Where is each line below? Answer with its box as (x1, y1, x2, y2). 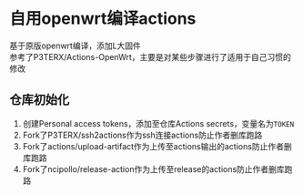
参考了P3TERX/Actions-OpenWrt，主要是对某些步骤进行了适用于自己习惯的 (9, 51, 291, 62)
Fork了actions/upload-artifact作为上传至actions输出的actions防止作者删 (22, 140, 293, 151)
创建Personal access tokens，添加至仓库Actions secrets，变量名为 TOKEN (22, 117, 295, 128)
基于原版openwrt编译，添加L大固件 (9, 40, 141, 51)
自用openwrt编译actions (9, 8, 197, 29)
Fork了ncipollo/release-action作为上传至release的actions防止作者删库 (22, 163, 285, 174)
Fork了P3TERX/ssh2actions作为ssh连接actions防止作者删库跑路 (22, 129, 263, 140)
